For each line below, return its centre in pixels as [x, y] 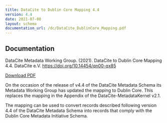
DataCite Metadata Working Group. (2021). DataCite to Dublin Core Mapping [84, 60]
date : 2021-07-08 [23, 19]
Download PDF [20, 75]
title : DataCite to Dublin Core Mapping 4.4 [52, 10]
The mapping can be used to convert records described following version [81, 105]
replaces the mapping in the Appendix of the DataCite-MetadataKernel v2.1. [83, 96]
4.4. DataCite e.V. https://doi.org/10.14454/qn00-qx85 [61, 66]
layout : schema [21, 24]
